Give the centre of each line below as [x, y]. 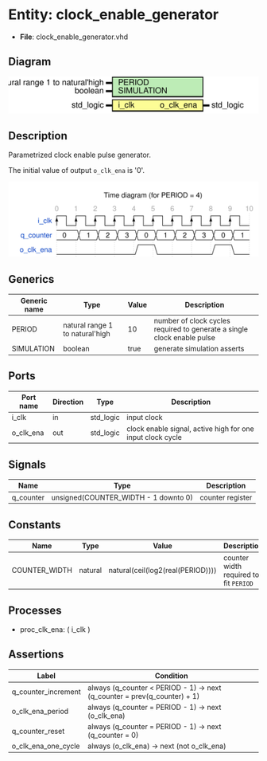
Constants [35, 525]
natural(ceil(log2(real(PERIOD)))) [163, 571]
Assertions [36, 655]
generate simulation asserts [199, 349]
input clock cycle [155, 437]
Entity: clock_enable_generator [114, 15]
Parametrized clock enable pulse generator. [80, 155]
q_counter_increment [46, 692]
